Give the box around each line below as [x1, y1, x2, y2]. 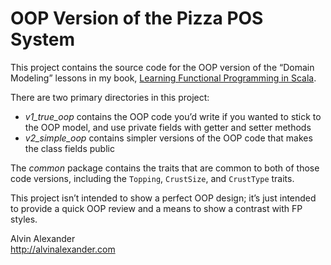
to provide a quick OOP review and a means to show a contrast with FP [10, 202, 303, 214]
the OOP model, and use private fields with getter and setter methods [24, 121, 312, 133]
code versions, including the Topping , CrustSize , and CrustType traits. [10, 172, 295, 184]
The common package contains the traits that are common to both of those [10, 162, 320, 174]
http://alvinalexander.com [10, 243, 116, 255]
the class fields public [24, 142, 115, 154]
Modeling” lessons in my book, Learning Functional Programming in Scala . [10, 72, 317, 84]
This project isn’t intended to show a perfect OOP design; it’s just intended [10, 192, 317, 204]
